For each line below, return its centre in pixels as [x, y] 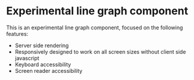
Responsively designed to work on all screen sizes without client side [100, 51]
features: [17, 33]
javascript [27, 58]
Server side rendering [42, 45]
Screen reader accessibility [48, 70]
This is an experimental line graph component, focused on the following [95, 27]
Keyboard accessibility [43, 64]
